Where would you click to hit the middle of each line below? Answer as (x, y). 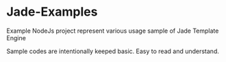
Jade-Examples (52, 12)
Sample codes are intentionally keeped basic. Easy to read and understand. (113, 51)
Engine (16, 37)
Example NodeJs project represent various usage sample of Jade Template (113, 31)
